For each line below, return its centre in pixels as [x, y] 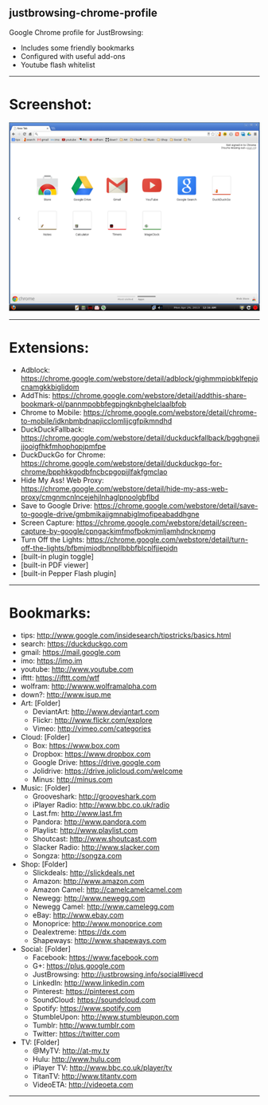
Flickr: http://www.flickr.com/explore [92, 720]
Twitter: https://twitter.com [76, 1033]
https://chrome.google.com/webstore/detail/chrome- [170, 412]
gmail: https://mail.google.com [70, 652]
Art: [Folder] [41, 703]
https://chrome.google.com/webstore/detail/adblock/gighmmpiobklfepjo [139, 378]
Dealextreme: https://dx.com [79, 932]
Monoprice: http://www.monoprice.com [97, 923]
